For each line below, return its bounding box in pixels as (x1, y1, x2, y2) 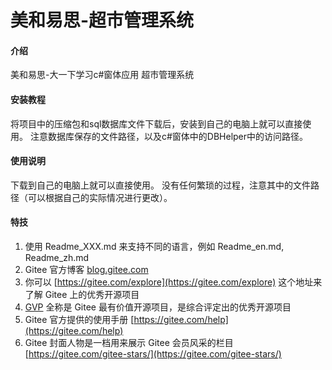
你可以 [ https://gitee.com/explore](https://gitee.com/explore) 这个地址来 (24, 276, 323, 288)
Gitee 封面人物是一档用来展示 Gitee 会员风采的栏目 (24, 337, 234, 348)
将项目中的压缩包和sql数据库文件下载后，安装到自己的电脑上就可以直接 (10, 117, 303, 130)
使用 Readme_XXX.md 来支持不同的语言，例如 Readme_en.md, (24, 241, 285, 252)
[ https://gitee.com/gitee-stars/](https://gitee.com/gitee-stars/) (24, 348, 282, 360)
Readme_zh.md (24, 252, 90, 263)
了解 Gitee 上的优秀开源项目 (24, 289, 140, 300)
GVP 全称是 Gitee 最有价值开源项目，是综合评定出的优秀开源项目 (24, 301, 292, 313)
